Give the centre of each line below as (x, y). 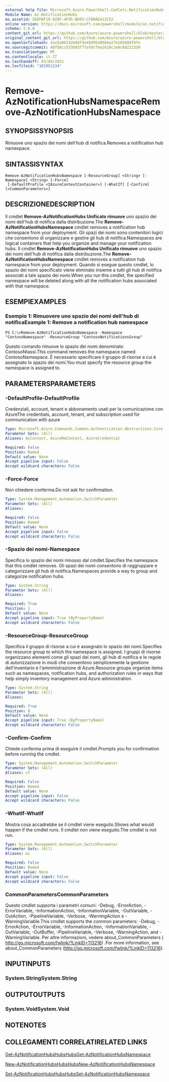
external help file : (27, 10)
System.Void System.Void (37, 1009)
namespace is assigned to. (33, 368)
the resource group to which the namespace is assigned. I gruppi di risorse (83, 652)
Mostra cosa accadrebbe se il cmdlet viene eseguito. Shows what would (80, 824)
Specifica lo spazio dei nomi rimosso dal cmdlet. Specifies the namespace (82, 560)
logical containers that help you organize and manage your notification (78, 243)
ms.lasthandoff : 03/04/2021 (35, 61)
